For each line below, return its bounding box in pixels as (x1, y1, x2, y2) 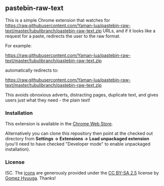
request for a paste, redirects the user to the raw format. (5, 33, 121, 39)
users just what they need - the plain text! (5, 97, 90, 103)
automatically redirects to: (5, 67, 59, 73)
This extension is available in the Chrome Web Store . (5, 121, 113, 127)
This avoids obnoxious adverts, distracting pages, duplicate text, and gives (5, 92, 159, 97)
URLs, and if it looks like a (102, 27, 156, 34)
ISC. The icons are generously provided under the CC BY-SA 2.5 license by (5, 170, 159, 176)
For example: (5, 42, 32, 49)
